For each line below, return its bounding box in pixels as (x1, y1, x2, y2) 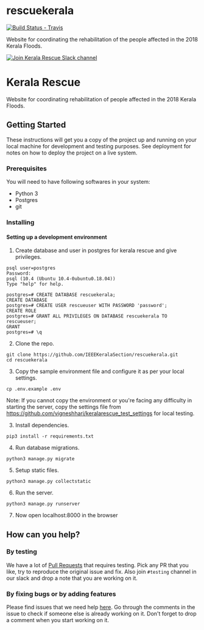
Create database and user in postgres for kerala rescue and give (15, 247, 177, 254)
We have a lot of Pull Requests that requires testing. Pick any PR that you (6, 561, 189, 568)
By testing (6, 548, 38, 556)
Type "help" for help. (6, 281, 64, 288)
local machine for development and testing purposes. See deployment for (6, 142, 191, 150)
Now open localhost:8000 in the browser (15, 512, 118, 519)
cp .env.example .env (6, 386, 62, 393)
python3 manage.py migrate (6, 456, 75, 462)
